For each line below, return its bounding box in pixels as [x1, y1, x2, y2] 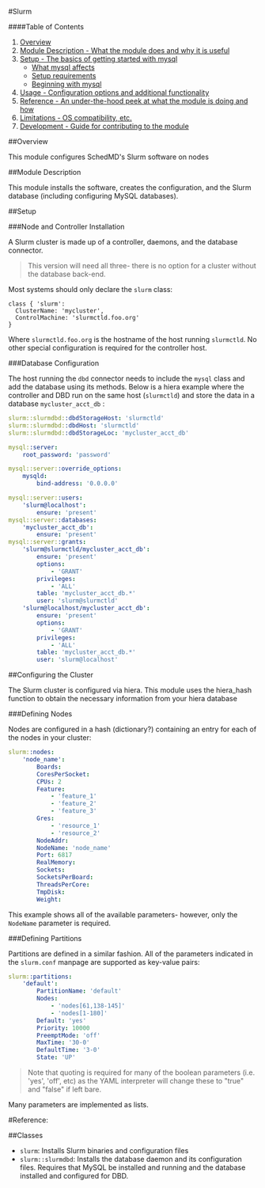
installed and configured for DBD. [19, 1171, 129, 1180]
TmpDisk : [36, 888, 66, 896]
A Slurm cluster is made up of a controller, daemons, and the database [8, 237, 238, 246]
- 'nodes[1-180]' [50, 1009, 108, 1017]
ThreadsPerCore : [36, 880, 90, 889]
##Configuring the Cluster [8, 670, 93, 680]
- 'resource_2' [50, 829, 101, 837]
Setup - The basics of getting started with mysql [19, 55, 178, 63]
